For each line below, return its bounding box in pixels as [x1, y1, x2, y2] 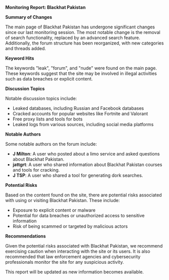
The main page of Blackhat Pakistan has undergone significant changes [5, 24, 155, 30]
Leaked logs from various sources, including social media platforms [12, 122, 154, 127]
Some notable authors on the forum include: [5, 141, 97, 147]
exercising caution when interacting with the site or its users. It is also [5, 248, 150, 254]
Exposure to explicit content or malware [12, 207, 96, 213]
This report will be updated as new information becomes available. [5, 269, 144, 275]
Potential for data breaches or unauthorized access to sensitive [12, 213, 145, 218]
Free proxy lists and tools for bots [12, 116, 82, 122]
